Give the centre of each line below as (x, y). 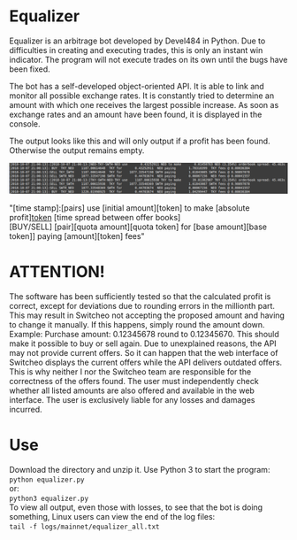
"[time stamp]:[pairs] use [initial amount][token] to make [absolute (129, 208)
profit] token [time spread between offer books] (95, 218)
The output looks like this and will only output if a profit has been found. (140, 141)
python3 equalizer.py (49, 498)
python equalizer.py (47, 480)
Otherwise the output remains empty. (77, 150)
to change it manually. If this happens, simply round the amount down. (137, 324)
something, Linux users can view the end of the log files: (112, 516)
